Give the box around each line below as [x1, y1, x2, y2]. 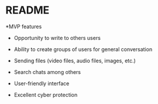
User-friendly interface [13, 80, 70, 87]
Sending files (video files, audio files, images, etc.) [13, 57, 136, 64]
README [5, 4, 50, 17]
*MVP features [5, 23, 42, 30]
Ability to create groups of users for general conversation [13, 45, 153, 53]
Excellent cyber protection [13, 91, 78, 98]
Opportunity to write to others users [13, 34, 101, 41]
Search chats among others [13, 68, 81, 75]
